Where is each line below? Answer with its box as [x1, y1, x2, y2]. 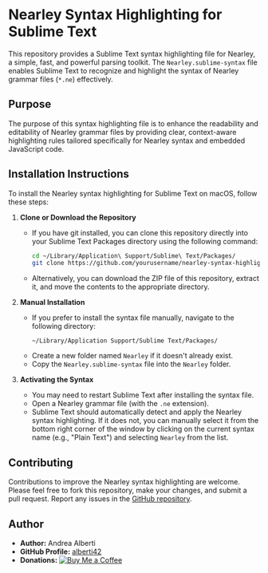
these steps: [8, 197, 49, 207]
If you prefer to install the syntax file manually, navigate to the [31, 313, 235, 322]
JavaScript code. [8, 144, 65, 153]
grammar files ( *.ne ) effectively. [8, 74, 113, 84]
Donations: [19, 555, 58, 564]
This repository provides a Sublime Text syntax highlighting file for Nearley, [8, 49, 255, 58]
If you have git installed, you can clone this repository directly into [31, 227, 249, 237]
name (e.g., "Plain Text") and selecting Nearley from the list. [31, 433, 229, 442]
